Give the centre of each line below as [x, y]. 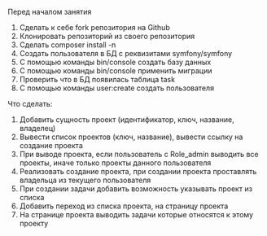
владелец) [37, 128]
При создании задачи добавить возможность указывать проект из [136, 189]
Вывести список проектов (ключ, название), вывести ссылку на [131, 137]
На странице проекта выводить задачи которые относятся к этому [136, 214]
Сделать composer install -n [68, 45]
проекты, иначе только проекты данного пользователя [115, 163]
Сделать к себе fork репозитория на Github [94, 27]
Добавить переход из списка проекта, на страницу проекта [124, 206]
